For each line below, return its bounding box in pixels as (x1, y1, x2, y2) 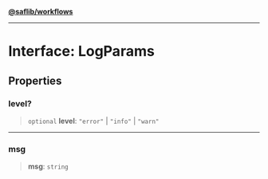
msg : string (27, 161, 69, 171)
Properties (8, 74, 62, 87)
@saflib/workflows (8, 7, 73, 16)
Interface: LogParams (8, 42, 156, 61)
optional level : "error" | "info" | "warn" (27, 116, 160, 125)
